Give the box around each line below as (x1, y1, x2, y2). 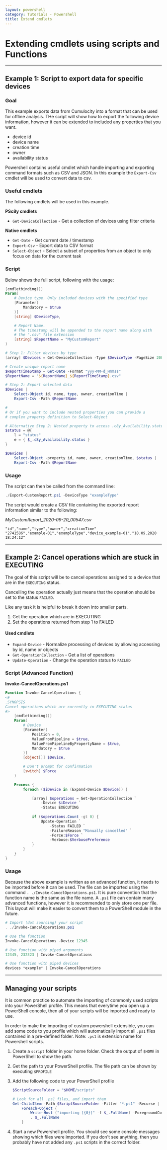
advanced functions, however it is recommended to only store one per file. (5, 900, 158, 906)
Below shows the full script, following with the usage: (5, 277, 114, 283)
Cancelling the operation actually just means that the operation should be (5, 589, 156, 595)
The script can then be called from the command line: (5, 483, 115, 489)
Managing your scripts (5, 984, 77, 992)
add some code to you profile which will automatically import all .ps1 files (5, 1028, 156, 1034)
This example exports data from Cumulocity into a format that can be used (5, 108, 158, 114)
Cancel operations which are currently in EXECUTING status (5, 704, 133, 709)
